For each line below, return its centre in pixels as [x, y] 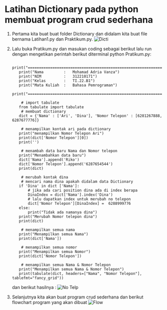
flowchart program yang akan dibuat [49, 302]
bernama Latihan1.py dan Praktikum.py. [52, 39]
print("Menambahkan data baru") [52, 155]
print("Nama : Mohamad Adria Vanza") [69, 72]
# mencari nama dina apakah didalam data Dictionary [77, 181]
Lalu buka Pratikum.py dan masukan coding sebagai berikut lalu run [82, 49]
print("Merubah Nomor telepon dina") [58, 216]
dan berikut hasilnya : [34, 287]
